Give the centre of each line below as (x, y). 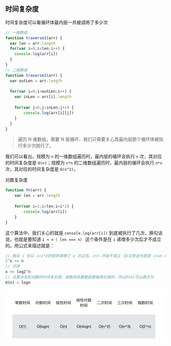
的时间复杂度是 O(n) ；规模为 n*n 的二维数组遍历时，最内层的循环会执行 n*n (84, 163)
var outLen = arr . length (36, 81)
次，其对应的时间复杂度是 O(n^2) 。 (42, 169)
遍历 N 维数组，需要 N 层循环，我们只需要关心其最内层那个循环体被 (88, 139)
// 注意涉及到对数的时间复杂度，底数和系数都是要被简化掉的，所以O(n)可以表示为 (80, 277)
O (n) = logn (18, 282)
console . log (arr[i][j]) (49, 113)
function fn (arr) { (26, 190)
